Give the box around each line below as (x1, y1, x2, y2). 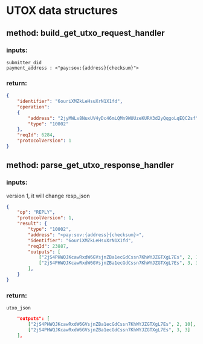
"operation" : (17, 104, 50, 110)
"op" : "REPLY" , (17, 210, 56, 216)
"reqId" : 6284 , (17, 132, 56, 138)
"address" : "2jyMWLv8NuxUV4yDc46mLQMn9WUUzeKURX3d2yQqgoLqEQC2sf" (28, 115, 199, 121)
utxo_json (6, 305, 31, 311)
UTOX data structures (6, 4, 118, 18)
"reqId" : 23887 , (28, 243, 69, 249)
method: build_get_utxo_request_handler (6, 28, 165, 38)
